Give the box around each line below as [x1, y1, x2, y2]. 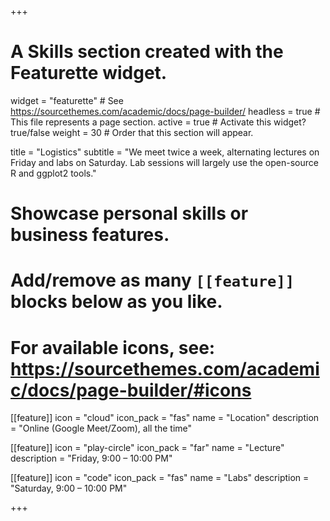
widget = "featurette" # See [10, 94, 124, 106]
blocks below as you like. [10, 291, 223, 313]
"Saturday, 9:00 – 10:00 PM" [10, 482, 128, 495]
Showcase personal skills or [10, 202, 249, 225]
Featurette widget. [10, 62, 168, 85]
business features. [10, 224, 170, 246]
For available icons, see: [10, 336, 216, 359]
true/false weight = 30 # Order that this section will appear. [10, 126, 254, 138]
